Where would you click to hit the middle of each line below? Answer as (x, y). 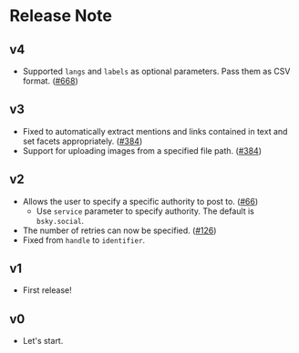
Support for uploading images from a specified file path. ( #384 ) (142, 150)
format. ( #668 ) (51, 81)
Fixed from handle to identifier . (84, 240)
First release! (47, 290)
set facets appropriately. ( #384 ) (82, 141)
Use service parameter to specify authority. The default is (145, 211)
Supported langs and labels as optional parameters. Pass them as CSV (156, 71)
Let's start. (43, 341)
